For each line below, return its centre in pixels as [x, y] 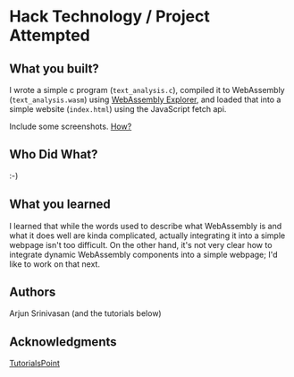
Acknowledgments [63, 342]
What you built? [55, 69]
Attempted [50, 35]
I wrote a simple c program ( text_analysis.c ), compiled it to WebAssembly [147, 90]
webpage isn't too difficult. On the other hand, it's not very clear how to [141, 244]
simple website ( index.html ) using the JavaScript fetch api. [118, 109]
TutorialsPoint [35, 364]
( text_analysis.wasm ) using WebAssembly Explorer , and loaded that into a [145, 99]
